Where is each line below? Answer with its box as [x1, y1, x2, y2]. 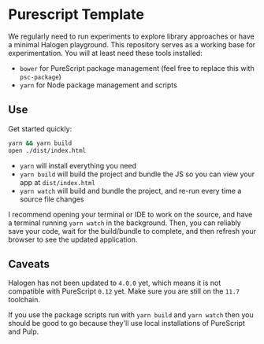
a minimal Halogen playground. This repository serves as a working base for [8, 39, 256, 49]
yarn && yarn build [8, 139, 73, 147]
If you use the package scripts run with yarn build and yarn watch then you [8, 310, 254, 320]
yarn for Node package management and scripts [19, 80, 177, 90]
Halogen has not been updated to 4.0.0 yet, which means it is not [8, 278, 221, 288]
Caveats [8, 257, 50, 271]
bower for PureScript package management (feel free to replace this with [19, 63, 255, 72]
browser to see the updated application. [8, 235, 138, 244]
